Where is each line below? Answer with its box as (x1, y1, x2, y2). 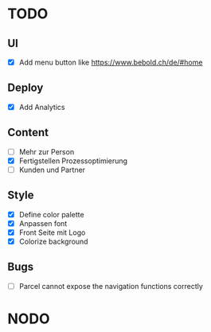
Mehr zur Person (18, 146, 75, 156)
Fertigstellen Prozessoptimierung (18, 156, 128, 166)
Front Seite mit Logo (18, 228, 86, 237)
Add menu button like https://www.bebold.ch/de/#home (18, 57, 203, 67)
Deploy (7, 81, 44, 95)
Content (7, 126, 49, 139)
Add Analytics (18, 102, 65, 111)
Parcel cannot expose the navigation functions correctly (18, 281, 204, 291)
